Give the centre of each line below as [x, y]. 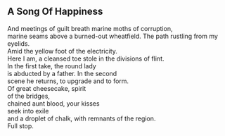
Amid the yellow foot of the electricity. [63, 51]
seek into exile [28, 111]
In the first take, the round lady [52, 66]
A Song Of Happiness [55, 12]
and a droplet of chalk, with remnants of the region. [82, 118]
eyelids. [19, 43]
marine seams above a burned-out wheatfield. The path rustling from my [112, 36]
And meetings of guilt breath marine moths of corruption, [90, 28]
